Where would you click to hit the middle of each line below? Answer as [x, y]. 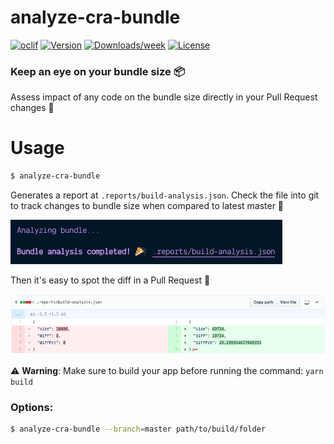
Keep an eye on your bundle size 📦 [97, 71]
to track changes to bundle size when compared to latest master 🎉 [147, 206]
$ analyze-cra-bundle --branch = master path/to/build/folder [138, 429]
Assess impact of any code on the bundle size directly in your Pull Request [164, 97]
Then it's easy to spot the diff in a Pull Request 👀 [110, 280]
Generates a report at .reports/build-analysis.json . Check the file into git [165, 195]
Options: [32, 407]
